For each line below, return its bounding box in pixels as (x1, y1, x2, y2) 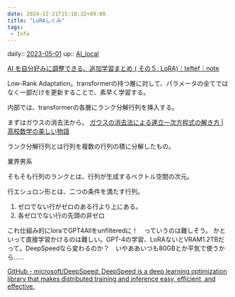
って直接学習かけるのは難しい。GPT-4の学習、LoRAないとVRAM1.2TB (13, 235, 219, 244)
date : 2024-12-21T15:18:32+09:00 (7, 10, 106, 18)
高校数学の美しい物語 (7, 127, 69, 135)
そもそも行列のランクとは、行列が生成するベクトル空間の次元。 (7, 172, 193, 181)
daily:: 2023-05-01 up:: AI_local (7, 50, 99, 58)
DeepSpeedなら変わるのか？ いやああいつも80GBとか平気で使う (25, 244, 219, 252)
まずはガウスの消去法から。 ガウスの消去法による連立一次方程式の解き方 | (7, 118, 224, 127)
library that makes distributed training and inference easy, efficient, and (7, 274, 216, 284)
